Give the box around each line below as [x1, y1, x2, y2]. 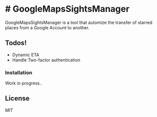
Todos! [5, 39, 27, 47]
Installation [5, 69, 33, 76]
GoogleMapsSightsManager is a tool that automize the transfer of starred [5, 19, 153, 25]
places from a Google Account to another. [5, 24, 90, 30]
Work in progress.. [5, 80, 43, 86]
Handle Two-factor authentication [12, 57, 81, 63]
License [5, 94, 30, 103]
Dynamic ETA [12, 52, 40, 58]
